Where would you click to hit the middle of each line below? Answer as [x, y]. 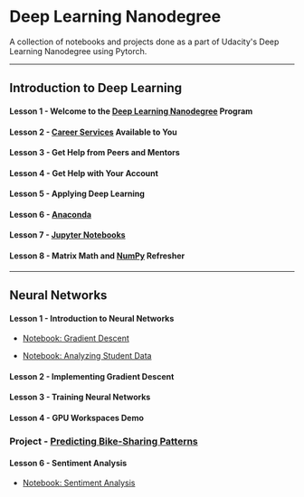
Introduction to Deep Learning [96, 88]
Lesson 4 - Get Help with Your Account [84, 173]
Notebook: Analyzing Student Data [87, 356]
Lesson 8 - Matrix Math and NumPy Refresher [97, 256]
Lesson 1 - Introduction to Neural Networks [92, 318]
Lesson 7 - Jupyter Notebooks [67, 235]
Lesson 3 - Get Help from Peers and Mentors [95, 153]
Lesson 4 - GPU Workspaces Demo [77, 418]
